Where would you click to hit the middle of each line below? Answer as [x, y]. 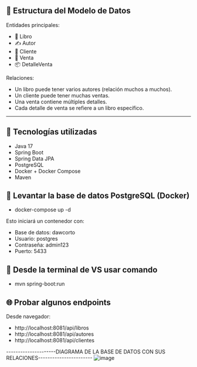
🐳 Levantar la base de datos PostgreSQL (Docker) [98, 196]
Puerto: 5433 [30, 251]
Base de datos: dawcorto [45, 233]
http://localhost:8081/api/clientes [55, 341]
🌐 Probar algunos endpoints [59, 302]
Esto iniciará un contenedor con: [45, 221]
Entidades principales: [33, 25]
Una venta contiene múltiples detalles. [61, 102]
